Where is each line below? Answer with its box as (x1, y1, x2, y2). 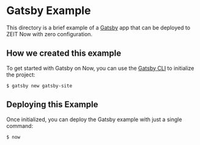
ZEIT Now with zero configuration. (6, 30, 93, 37)
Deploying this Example (6, 99, 98, 110)
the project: (6, 71, 35, 78)
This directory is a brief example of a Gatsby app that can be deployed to (6, 24, 191, 31)
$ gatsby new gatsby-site (6, 83, 72, 89)
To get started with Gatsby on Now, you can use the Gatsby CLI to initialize (6, 64, 194, 72)
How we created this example (6, 48, 121, 59)
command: (6, 122, 34, 129)
